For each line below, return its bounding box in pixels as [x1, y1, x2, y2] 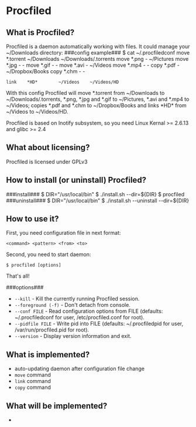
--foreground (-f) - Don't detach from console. [14, 302, 130, 309]
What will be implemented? [6, 401, 108, 411]
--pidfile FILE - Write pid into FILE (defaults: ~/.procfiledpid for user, [14, 320, 183, 327]
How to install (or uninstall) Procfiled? [6, 175, 147, 185]
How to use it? [6, 214, 59, 224]
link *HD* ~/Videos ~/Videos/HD [6, 79, 119, 85]
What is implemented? [6, 350, 90, 360]
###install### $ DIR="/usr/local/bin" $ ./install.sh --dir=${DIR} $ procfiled [6, 190, 185, 197]
